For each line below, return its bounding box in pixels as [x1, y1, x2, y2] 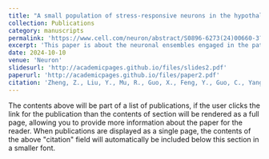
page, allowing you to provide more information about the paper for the [8, 117, 243, 127]
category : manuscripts [8, 26, 84, 34]
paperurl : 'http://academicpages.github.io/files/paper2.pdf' [8, 71, 220, 79]
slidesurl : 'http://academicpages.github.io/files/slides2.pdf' [8, 64, 227, 72]
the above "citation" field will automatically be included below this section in [8, 134, 259, 144]
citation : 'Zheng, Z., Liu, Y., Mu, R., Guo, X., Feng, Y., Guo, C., [8, 78, 246, 86]
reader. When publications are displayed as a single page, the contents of [8, 125, 251, 136]
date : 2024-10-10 [8, 49, 66, 57]
